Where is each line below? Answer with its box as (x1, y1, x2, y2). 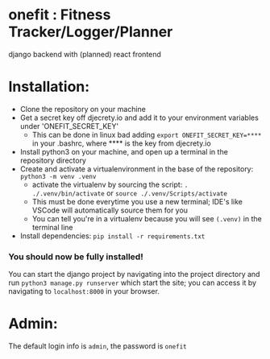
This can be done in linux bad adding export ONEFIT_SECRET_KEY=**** (31, 130, 262, 139)
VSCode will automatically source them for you (31, 205, 188, 215)
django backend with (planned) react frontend (8, 49, 161, 59)
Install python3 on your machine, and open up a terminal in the (19, 146, 228, 156)
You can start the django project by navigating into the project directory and (8, 270, 260, 279)
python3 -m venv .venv (19, 172, 97, 180)
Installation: (8, 78, 90, 96)
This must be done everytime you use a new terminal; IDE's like (31, 196, 243, 206)
